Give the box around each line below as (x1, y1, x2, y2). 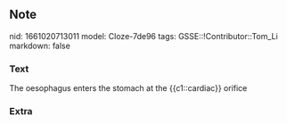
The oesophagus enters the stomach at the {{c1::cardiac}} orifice (9, 83, 248, 94)
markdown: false (9, 40, 71, 51)
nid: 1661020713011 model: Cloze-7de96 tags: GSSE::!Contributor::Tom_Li (9, 30, 278, 41)
